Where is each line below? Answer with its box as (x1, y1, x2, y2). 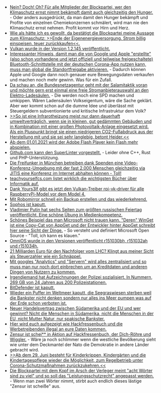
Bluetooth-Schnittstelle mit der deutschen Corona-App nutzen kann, (9, 61, 146, 67)
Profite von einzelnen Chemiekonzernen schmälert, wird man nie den (9, 20, 148, 25)
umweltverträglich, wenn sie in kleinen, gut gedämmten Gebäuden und (9, 118, 152, 124)
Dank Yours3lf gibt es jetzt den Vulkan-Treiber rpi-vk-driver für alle (9, 186, 144, 192)
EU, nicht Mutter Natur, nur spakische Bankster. (9, 316, 105, 322)
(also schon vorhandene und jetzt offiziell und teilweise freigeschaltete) (9, 56, 153, 62)
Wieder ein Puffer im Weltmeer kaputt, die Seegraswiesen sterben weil (9, 290, 152, 295)
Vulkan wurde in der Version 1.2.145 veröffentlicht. (9, 46, 110, 51)
